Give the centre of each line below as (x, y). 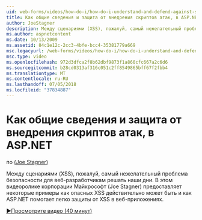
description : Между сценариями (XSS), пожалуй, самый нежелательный (94, 29)
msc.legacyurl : (25, 51)
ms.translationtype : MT (36, 73)
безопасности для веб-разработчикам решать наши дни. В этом (90, 180)
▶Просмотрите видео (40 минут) (49, 210)
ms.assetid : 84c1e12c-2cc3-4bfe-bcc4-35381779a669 (71, 46)
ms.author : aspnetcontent (38, 34)
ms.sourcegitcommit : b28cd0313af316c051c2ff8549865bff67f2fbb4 (87, 68)
